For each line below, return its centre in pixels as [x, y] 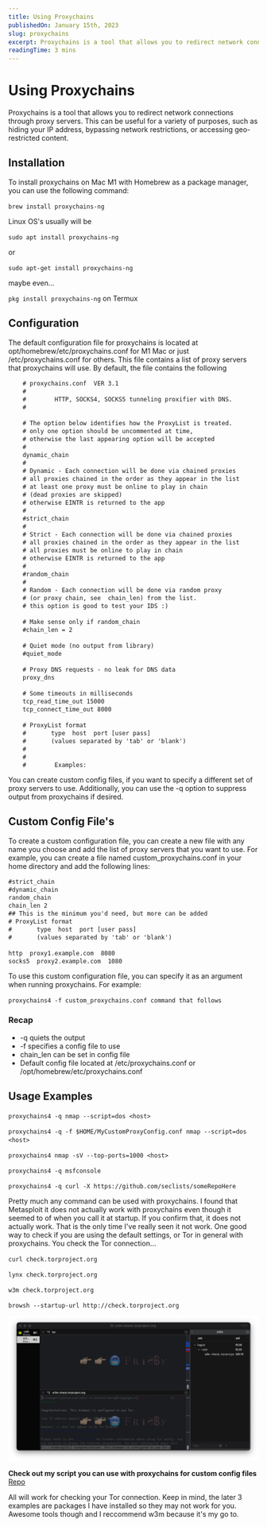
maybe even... [31, 283]
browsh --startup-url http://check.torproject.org [94, 1305]
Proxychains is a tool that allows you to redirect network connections [121, 113]
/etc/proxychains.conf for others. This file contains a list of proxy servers [128, 359]
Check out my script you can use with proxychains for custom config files [132, 1473]
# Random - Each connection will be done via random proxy [122, 590]
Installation [37, 163]
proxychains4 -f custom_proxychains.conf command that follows [115, 1000]
